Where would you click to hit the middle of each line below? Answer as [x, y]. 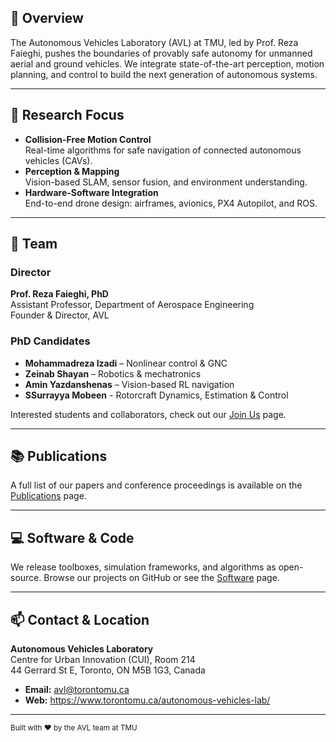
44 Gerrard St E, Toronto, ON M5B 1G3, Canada [108, 670]
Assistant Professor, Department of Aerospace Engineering [132, 305]
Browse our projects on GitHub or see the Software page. [161, 578]
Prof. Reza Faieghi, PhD [59, 294]
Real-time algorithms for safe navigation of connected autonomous [163, 150]
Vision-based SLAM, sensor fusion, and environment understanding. [166, 182]
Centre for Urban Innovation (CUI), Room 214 [103, 660]
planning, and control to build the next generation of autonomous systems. [164, 74]
